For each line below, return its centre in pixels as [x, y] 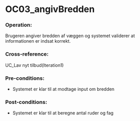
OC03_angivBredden [50, 9]
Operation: [19, 25]
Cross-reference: [27, 54]
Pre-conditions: [25, 78]
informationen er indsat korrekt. [38, 41]
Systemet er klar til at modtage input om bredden [63, 89]
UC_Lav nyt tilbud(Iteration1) [34, 65]
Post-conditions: [26, 102]
